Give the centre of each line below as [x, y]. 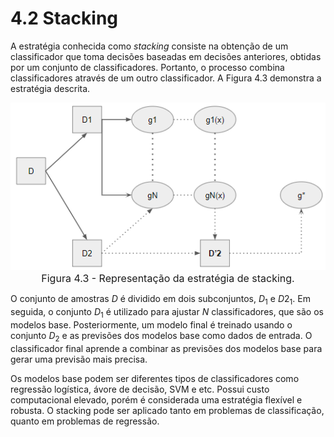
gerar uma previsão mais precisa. [79, 359]
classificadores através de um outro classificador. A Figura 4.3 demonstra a [166, 78]
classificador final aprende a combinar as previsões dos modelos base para [166, 348]
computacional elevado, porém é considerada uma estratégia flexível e [156, 399]
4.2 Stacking [64, 18]
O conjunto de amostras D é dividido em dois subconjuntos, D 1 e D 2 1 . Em [160, 300]
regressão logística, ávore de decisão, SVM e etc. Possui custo [140, 389]
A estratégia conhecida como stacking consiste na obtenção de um [149, 46]
